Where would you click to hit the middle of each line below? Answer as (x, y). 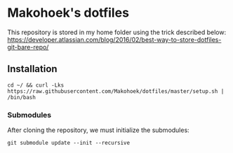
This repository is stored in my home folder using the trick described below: (117, 32)
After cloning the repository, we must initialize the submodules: (98, 130)
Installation (32, 69)
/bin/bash (22, 97)
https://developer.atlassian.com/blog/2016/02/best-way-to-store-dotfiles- (114, 39)
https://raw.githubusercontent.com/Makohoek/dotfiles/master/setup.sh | (116, 91)
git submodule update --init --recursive (69, 143)
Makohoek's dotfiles (68, 13)
